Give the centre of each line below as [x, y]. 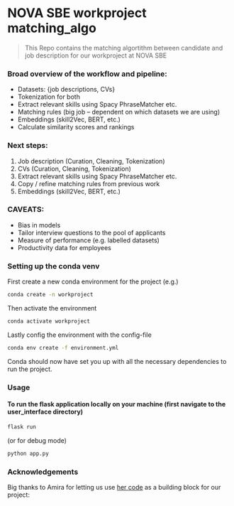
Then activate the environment [52, 308]
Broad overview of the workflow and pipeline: [88, 74]
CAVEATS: [26, 210]
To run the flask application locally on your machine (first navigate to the [117, 404]
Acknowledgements [43, 472]
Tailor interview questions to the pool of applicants [91, 232]
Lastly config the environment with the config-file [80, 335]
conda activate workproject [49, 321]
